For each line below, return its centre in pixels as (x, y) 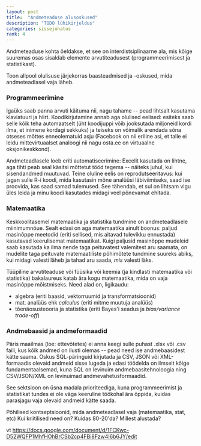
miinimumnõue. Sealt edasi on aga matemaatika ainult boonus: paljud (92, 228)
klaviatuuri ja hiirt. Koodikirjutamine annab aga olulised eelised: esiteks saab (100, 117)
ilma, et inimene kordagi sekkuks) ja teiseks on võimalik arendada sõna (94, 130)
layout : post (22, 12)
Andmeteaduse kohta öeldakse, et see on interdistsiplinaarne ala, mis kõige (99, 51)
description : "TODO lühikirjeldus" (51, 23)
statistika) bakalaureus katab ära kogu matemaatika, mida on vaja (87, 278)
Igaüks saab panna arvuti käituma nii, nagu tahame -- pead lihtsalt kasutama (101, 111)
